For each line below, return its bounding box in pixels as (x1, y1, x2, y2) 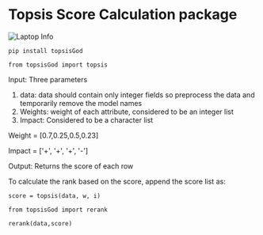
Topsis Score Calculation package (8, 6, 238, 24)
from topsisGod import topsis (8, 61, 109, 69)
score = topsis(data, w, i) (8, 191, 101, 199)
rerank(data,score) (8, 219, 73, 227)
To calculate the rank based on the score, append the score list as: (8, 176, 226, 186)
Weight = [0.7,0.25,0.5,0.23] (8, 131, 99, 140)
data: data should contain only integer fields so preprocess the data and (19, 89, 255, 100)
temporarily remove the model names (19, 98, 143, 108)
